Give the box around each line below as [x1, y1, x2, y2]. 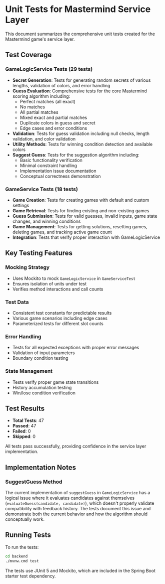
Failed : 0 [12, 428, 31, 434]
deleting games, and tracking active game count [12, 229, 112, 235]
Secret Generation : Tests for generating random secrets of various [12, 77, 151, 83]
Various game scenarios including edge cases [12, 315, 107, 321]
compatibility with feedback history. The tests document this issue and [5, 506, 151, 511]
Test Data [5, 299, 29, 306]
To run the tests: [5, 544, 39, 550]
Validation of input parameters [12, 350, 75, 356]
